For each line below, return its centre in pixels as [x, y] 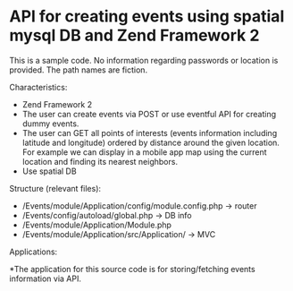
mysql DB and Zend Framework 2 [134, 35]
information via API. [46, 278]
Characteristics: [38, 87]
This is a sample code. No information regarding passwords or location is [144, 60]
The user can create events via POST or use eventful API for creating [149, 114]
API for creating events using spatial [147, 17]
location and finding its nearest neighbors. [100, 161]
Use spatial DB [50, 171]
